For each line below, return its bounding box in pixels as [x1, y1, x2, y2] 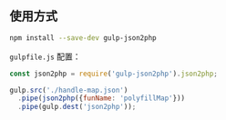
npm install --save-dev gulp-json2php [9, 33, 157, 43]
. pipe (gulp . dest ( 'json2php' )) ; [17, 103, 137, 112]
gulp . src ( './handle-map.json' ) [9, 85, 128, 95]
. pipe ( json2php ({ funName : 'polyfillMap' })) [17, 94, 185, 103]
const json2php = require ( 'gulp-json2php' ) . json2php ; [9, 69, 219, 78]
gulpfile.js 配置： [9, 51, 81, 62]
